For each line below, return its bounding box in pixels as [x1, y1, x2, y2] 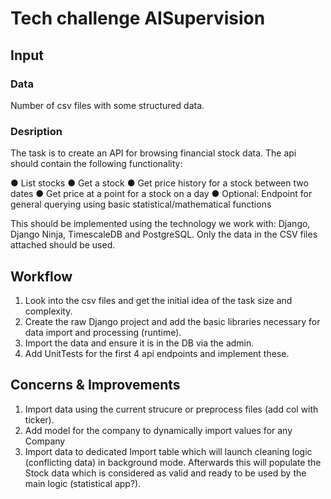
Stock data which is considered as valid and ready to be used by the [24, 467, 307, 479]
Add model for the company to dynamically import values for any [24, 424, 293, 436]
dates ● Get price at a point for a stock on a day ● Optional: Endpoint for [10, 188, 313, 200]
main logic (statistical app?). [24, 477, 142, 489]
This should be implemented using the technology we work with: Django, [10, 218, 311, 230]
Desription [10, 124, 63, 138]
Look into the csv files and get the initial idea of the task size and [24, 294, 293, 306]
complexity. [24, 305, 73, 317]
